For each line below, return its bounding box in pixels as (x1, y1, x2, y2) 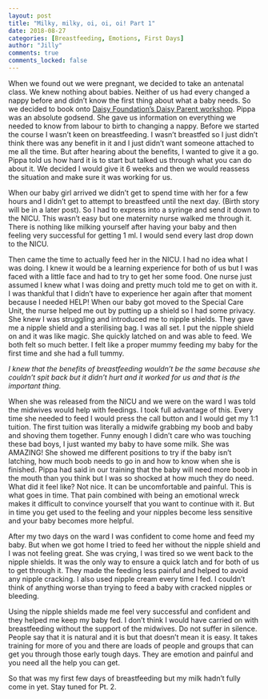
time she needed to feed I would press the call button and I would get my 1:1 (8, 413, 258, 423)
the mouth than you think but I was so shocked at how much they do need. (8, 473, 254, 482)
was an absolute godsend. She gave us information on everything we (8, 112, 237, 122)
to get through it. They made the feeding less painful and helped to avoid (8, 565, 249, 575)
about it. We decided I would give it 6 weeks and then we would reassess (8, 164, 250, 173)
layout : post (8, 11, 52, 20)
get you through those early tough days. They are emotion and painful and (8, 649, 254, 659)
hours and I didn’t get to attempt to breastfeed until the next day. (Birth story (8, 196, 260, 205)
